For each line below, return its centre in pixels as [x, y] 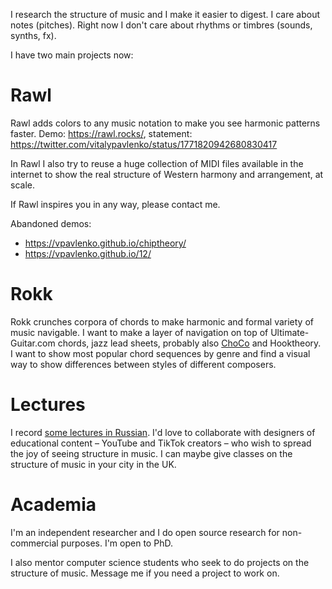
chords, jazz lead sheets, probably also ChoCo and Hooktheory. [189, 343]
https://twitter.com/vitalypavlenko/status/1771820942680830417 [144, 144]
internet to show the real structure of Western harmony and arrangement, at [167, 174]
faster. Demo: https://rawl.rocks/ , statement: [101, 133]
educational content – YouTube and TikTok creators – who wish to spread [161, 443]
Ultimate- [290, 332]
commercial [34, 543]
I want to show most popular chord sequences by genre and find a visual [160, 353]
